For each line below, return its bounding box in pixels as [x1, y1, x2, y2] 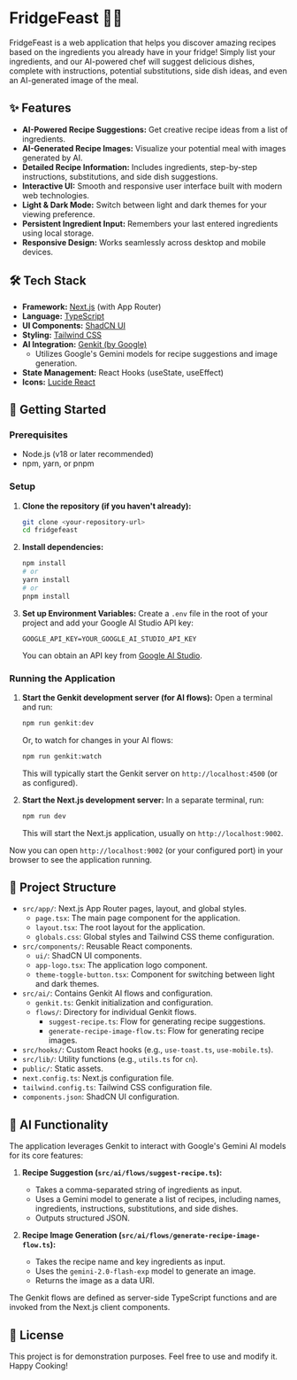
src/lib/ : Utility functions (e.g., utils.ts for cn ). [21, 1054, 199, 1065]
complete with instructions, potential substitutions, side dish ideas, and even [9, 66, 287, 76]
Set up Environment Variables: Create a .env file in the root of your [21, 608, 268, 618]
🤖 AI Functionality [9, 1117, 109, 1132]
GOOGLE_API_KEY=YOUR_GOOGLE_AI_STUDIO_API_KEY [21, 634, 197, 643]
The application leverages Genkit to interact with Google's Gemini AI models [9, 1141, 286, 1151]
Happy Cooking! [9, 1361, 68, 1371]
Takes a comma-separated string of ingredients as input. [34, 1184, 242, 1195]
